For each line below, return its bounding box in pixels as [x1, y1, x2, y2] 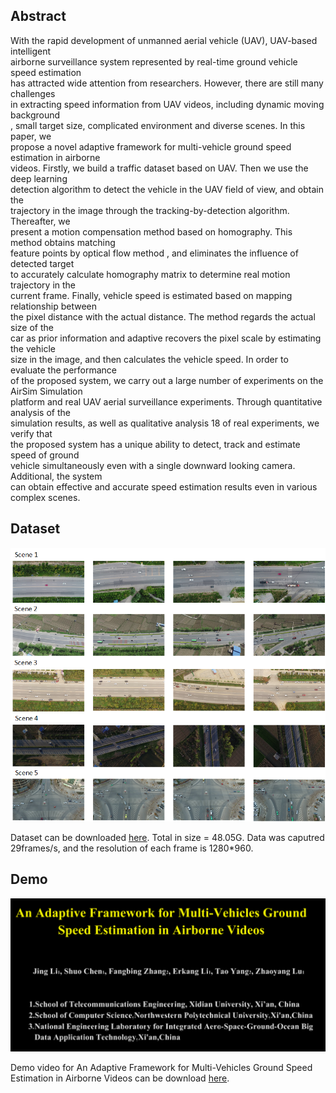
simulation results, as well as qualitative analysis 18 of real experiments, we [10, 417, 320, 429]
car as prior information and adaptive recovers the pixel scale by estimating [10, 332, 322, 344]
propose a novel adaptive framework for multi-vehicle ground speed [10, 140, 292, 153]
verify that [10, 427, 53, 439]
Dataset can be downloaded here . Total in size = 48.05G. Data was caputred [10, 831, 325, 843]
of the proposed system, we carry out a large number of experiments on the [10, 374, 324, 386]
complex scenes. [10, 491, 81, 503]
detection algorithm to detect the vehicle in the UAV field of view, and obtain [10, 183, 324, 195]
